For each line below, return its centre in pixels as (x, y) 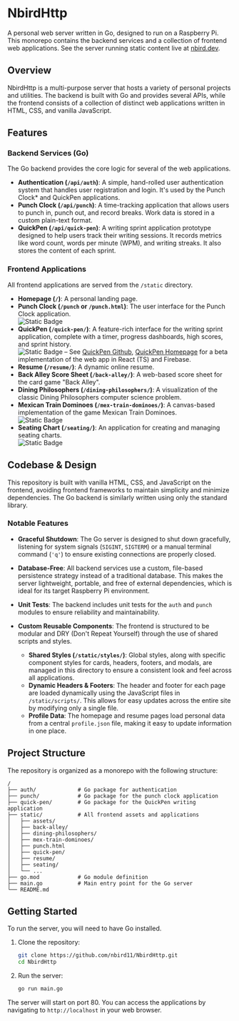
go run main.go (40, 989)
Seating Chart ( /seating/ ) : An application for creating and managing (119, 427)
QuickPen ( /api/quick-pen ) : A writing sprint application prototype (115, 228)
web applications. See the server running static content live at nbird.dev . (114, 48)
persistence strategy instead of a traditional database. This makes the (120, 575)
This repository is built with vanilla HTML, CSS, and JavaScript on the (110, 482)
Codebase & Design (52, 465)
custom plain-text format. (55, 220)
